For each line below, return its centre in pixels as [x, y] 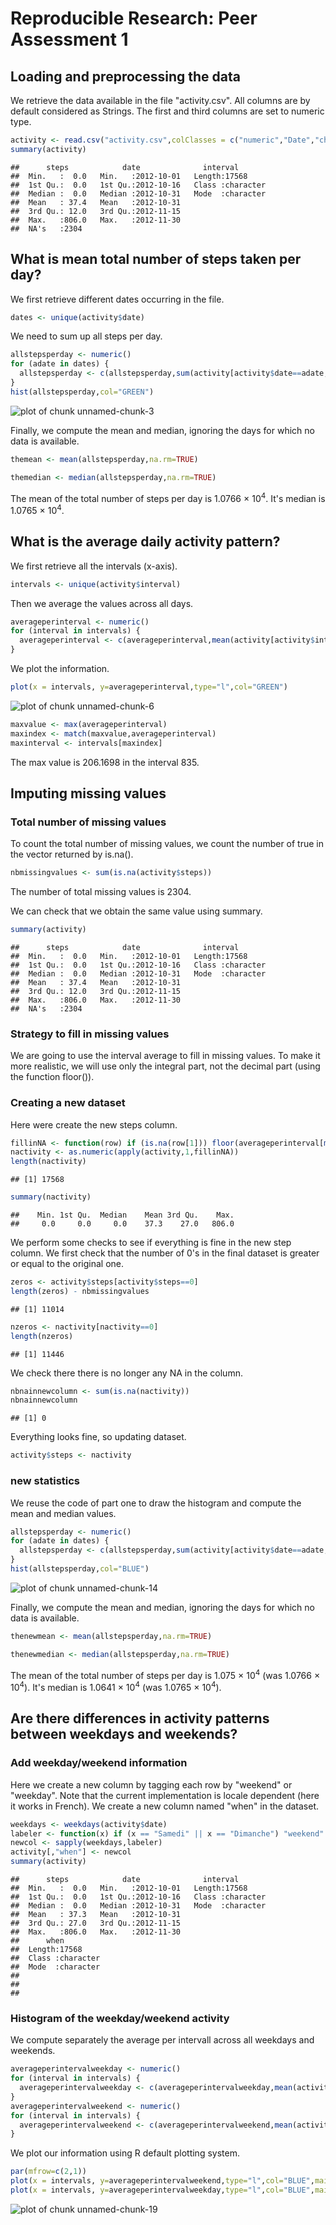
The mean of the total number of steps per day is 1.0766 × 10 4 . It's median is [168, 497]
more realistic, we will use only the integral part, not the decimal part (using [165, 1066]
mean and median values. [63, 1513]
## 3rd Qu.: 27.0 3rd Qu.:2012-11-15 [96, 1923]
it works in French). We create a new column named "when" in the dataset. [165, 1806]
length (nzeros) [42, 1336]
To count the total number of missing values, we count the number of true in [167, 844]
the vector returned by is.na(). [72, 854]
